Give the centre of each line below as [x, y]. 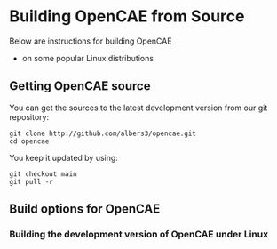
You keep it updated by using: [63, 157]
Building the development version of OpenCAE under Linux [139, 235]
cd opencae [29, 141]
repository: [29, 116]
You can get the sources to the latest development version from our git [138, 108]
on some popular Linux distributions [87, 58]
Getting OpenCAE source [80, 86]
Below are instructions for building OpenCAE [91, 41]
